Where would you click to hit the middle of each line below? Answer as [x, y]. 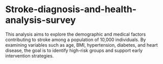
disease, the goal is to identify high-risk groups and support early [74, 50]
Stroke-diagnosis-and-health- [71, 9]
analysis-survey [40, 20]
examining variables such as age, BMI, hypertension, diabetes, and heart [81, 45]
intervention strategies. [30, 56]
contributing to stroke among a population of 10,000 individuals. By [76, 40]
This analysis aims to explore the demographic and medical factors [76, 34]
